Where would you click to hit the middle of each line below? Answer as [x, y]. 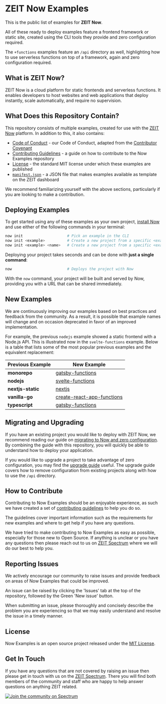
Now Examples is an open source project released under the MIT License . [80, 643]
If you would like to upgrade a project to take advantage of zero [70, 460]
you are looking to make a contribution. [45, 194]
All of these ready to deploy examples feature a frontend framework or [77, 32]
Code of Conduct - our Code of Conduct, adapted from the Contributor [84, 143]
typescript [20, 405]
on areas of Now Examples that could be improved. [57, 581]
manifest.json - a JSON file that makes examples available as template [84, 174]
